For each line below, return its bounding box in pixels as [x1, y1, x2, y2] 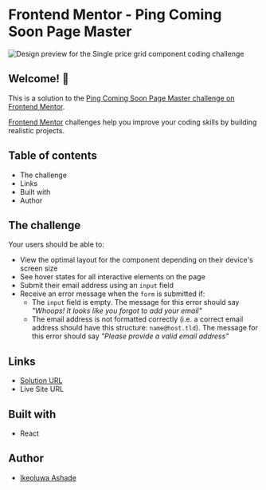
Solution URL [19, 376, 63, 385]
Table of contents [8, 149, 97, 163]
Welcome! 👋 [8, 72, 69, 85]
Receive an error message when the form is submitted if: [19, 289, 205, 298]
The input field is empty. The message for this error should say [31, 298, 240, 307]
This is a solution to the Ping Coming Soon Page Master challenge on [8, 93, 235, 103]
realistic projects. [8, 125, 65, 135]
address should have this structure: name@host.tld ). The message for [31, 323, 259, 333]
